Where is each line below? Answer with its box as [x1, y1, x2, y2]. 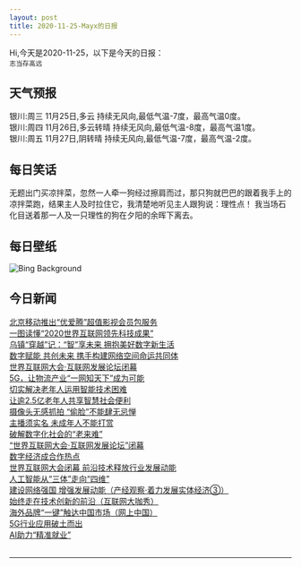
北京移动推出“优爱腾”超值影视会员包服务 [9, 316, 159, 327]
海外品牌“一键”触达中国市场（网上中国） [9, 507, 159, 518]
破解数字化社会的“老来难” [9, 428, 103, 439]
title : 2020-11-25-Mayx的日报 [9, 21, 118, 30]
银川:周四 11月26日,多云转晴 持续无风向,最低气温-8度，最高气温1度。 [9, 122, 261, 133]
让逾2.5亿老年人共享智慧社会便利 [9, 395, 132, 406]
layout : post [9, 13, 58, 22]
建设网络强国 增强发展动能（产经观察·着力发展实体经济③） [9, 485, 229, 495]
